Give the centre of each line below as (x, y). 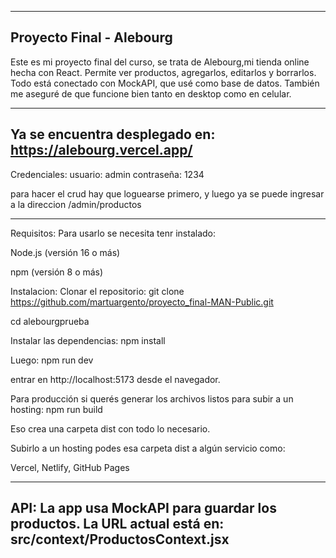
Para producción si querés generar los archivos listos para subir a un (152, 398)
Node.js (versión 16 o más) (65, 252)
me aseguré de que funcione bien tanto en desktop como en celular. (151, 93)
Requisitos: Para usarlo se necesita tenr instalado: (113, 233)
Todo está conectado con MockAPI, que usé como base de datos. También (165, 83)
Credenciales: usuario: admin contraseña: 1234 (107, 174)
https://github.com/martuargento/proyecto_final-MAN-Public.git (142, 302)
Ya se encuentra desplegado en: (113, 134)
